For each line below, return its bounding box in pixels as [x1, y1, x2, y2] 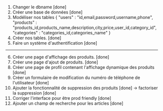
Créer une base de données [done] [12, 9, 83, 15]
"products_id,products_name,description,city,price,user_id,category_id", [12, 25, 157, 31]
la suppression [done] [12, 90, 57, 96]
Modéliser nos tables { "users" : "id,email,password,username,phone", [12, 15, 153, 20]
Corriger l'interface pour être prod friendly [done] [12, 95, 112, 101]
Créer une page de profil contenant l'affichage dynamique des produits [12, 64, 155, 70]
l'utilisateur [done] [12, 80, 49, 85]
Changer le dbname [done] [12, 4, 67, 10]
